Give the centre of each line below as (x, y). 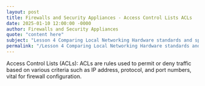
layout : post (23, 12)
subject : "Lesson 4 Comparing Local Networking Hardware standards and (99, 40)
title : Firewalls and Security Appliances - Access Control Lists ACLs (99, 18)
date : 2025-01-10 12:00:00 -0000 (49, 23)
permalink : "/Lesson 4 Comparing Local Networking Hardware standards (98, 46)
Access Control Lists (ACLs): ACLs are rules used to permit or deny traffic (99, 63)
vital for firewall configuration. (44, 76)
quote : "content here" (35, 35)
